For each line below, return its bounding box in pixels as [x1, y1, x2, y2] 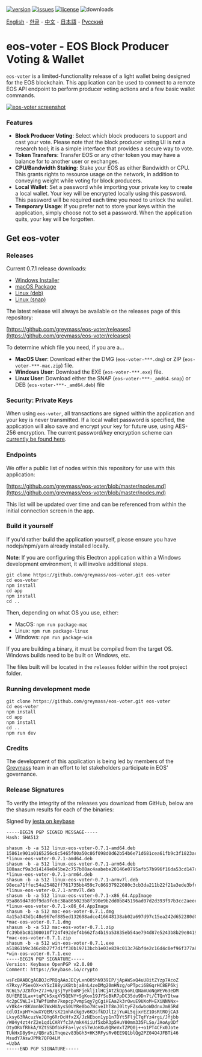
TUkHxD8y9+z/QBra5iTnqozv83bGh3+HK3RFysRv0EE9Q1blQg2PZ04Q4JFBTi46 [6, 1030, 179, 1036]
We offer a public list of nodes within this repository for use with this [6, 464, 176, 471]
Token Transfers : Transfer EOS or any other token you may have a [14, 152, 180, 159]
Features [6, 118, 33, 127]
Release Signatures [6, 785, 64, 794]
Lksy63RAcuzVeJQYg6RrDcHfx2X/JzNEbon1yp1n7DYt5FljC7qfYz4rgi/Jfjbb [6, 1014, 179, 1020]
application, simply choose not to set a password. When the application [14, 209, 192, 217]
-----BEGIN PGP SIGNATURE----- [6, 956, 85, 962]
